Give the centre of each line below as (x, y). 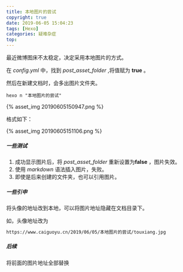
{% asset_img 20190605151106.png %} (54, 131)
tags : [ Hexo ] (22, 29)
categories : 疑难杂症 (31, 34)
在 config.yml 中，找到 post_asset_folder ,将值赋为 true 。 (78, 70)
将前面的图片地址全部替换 (38, 262)
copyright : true (26, 17)
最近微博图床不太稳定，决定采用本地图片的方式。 (66, 57)
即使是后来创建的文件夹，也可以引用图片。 (67, 177)
